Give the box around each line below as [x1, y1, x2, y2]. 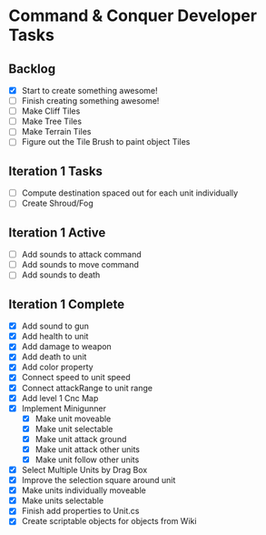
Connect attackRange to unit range [21, 382, 153, 393]
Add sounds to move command [21, 259, 140, 270]
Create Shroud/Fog [21, 197, 94, 209]
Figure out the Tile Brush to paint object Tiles [21, 136, 191, 147]
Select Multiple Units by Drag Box [21, 465, 148, 475]
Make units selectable [21, 495, 104, 506]
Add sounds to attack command [21, 249, 142, 260]
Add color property [21, 361, 94, 373]
